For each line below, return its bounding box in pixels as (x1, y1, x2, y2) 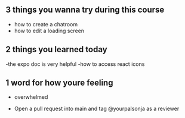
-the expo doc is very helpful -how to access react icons (5, 60, 145, 68)
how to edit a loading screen (14, 27, 85, 34)
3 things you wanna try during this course (5, 5, 165, 15)
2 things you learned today (5, 44, 108, 55)
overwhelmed (14, 93, 48, 101)
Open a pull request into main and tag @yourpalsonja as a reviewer (14, 105, 180, 113)
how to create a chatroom (14, 20, 78, 28)
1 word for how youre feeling (5, 78, 113, 88)
